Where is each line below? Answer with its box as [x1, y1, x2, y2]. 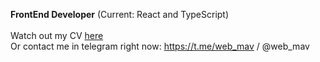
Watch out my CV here [10, 30, 104, 41]
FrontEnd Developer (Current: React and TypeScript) [10, 9, 230, 20]
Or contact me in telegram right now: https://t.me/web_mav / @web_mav [10, 40, 310, 52]
